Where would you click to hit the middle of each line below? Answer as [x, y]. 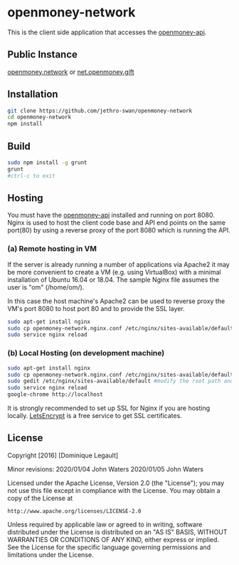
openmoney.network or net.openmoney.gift [71, 71]
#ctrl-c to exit [31, 175]
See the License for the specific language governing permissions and [109, 547]
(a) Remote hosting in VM [52, 249]
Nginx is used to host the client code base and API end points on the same [117, 223]
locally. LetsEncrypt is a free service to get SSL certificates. [95, 416]
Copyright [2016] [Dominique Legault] [63, 455]
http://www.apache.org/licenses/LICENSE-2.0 [74, 511]
